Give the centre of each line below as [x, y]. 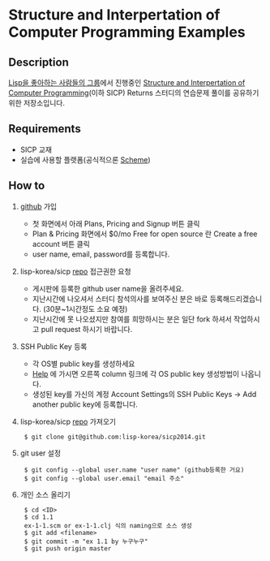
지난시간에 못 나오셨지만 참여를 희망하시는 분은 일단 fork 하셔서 [132, 319]
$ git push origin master [68, 548]
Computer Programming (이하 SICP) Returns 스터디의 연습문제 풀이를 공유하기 [134, 93]
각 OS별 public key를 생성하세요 [84, 364]
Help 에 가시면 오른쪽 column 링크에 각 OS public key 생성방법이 [136, 373]
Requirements [45, 129]
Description [39, 62]
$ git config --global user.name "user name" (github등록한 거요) [134, 470]
